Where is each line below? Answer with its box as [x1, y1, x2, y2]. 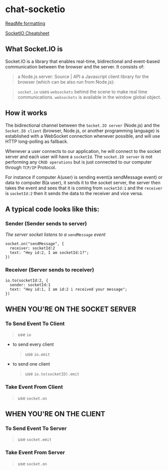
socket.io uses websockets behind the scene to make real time [17, 89, 148, 95]
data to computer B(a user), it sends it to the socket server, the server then [5, 179, 160, 185]
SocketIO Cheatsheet [5, 30, 49, 36]
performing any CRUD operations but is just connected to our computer [5, 159, 152, 165]
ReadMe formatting [5, 20, 45, 26]
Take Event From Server [5, 449, 65, 456]
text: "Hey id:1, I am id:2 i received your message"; [10, 287, 128, 292]
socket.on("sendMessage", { [5, 242, 65, 247]
